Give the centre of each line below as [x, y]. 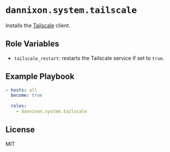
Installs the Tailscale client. [38, 25]
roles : [19, 106]
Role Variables [32, 44]
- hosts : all [21, 90]
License [20, 130]
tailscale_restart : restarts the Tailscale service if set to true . [89, 58]
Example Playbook [40, 77]
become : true [27, 96]
